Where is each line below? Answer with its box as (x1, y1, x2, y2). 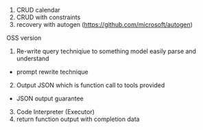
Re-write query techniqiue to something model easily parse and (16, 47, 197, 55)
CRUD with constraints (16, 13, 81, 21)
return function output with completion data (16, 115, 140, 123)
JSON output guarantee (16, 94, 84, 102)
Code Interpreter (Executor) (16, 108, 95, 116)
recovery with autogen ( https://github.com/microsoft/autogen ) (16, 21, 193, 28)
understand (16, 54, 49, 63)
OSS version (6, 34, 42, 42)
